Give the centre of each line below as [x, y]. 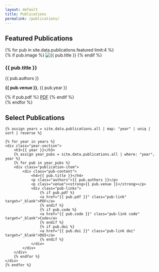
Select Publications [35, 118]
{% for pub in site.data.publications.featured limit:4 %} [59, 50]
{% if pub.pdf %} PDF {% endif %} [40, 97]
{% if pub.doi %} [57, 227]
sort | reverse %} [24, 133]
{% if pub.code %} [58, 210]
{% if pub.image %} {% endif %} [54, 55]
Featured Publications [39, 38]
